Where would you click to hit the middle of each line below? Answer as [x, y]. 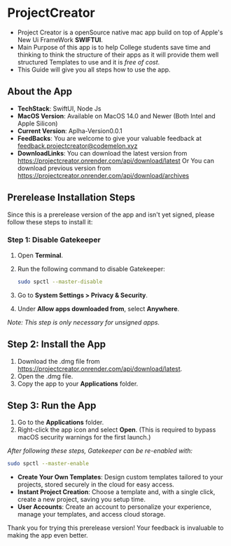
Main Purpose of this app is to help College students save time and [114, 47]
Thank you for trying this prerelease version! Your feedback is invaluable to [115, 528]
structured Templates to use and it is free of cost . [89, 62]
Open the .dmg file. [45, 376]
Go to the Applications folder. [61, 423]
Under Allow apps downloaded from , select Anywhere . [98, 308]
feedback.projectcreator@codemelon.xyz [77, 146]
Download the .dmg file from [58, 361]
